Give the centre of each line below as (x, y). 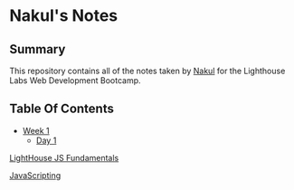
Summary (38, 49)
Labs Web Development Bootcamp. (76, 81)
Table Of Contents (62, 109)
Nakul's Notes (64, 16)
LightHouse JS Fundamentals (64, 157)
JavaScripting (35, 175)
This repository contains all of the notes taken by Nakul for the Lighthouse (147, 71)
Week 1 (36, 130)
